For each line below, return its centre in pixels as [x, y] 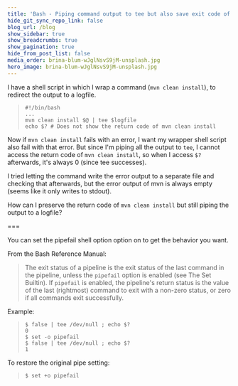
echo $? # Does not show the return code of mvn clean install [120, 126]
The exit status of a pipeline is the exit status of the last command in [124, 267]
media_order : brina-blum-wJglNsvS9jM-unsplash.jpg [84, 60]
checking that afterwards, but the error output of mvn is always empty [110, 183]
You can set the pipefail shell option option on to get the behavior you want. [118, 240]
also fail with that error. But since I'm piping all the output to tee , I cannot [114, 147]
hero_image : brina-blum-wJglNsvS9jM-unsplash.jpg [82, 67]
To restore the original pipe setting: [59, 363]
